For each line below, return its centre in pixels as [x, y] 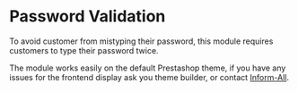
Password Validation [88, 17]
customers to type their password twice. [84, 50]
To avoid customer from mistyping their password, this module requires [141, 41]
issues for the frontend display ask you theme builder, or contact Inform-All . [149, 77]
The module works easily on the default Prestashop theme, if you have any [148, 68]
